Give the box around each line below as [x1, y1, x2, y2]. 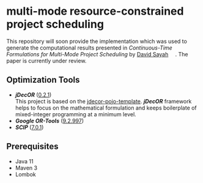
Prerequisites [6, 141, 59, 152]
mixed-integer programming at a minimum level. [15, 110, 136, 118]
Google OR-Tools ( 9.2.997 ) [15, 117, 84, 124]
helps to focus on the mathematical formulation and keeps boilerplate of [15, 104, 197, 111]
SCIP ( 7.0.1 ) [15, 124, 44, 131]
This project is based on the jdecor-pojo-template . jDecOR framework [15, 97, 192, 105]
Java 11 [15, 157, 34, 165]
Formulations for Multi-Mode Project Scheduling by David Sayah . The [6, 50, 188, 58]
